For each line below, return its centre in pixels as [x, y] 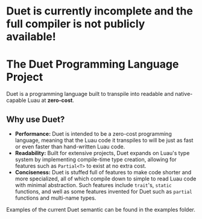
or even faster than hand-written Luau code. [70, 147]
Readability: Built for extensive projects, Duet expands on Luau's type [102, 153]
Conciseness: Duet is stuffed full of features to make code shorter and [103, 172]
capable [16, 100]
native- [184, 94]
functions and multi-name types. [55, 198]
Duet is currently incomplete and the [99, 11]
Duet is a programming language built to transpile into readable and [90, 94]
